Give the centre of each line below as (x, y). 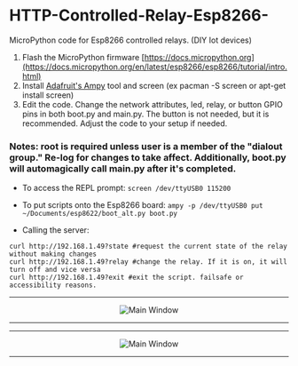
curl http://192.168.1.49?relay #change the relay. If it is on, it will (149, 262)
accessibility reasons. (53, 285)
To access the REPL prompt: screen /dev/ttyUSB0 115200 (126, 188)
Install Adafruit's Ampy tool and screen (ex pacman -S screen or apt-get (154, 85)
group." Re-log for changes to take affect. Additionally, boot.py (148, 157)
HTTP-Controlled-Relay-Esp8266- (139, 16)
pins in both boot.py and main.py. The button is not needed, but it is (145, 114)
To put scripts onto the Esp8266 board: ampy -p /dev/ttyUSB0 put (142, 205)
